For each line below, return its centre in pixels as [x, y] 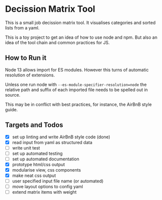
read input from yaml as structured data [52, 142]
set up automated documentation [46, 159]
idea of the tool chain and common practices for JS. [58, 42]
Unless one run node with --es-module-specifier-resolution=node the [76, 84]
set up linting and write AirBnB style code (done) [61, 137]
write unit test [26, 148]
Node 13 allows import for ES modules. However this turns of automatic [77, 70]
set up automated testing [37, 153]
